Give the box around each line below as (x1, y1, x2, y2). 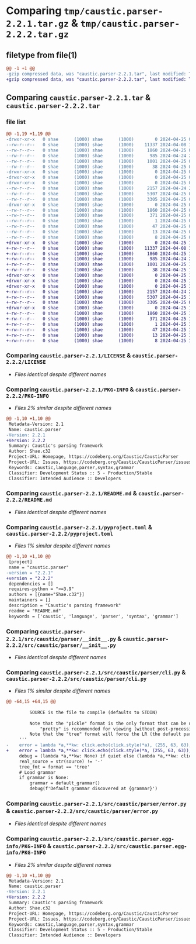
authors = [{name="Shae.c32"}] (8, 592, 85, 598)
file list (6, 118, 26, 126)
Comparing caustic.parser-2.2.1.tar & (6, 92, 150, 103)
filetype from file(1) (6, 50, 78, 60)
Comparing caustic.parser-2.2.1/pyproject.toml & (6, 523, 153, 531)
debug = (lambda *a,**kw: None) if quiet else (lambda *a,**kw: (19, 753, 179, 759)
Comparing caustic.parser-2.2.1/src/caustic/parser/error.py (6, 800, 187, 808)
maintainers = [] (8, 597, 51, 603)
